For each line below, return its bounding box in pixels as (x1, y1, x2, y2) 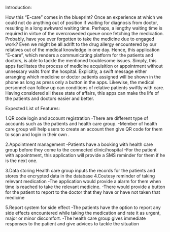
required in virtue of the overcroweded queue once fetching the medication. (5, 31, 164, 36)
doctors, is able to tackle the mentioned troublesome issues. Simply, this (5, 58, 157, 63)
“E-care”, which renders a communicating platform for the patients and (5, 52, 153, 58)
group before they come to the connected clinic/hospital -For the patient (5, 147, 157, 152)
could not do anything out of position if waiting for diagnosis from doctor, (5, 20, 158, 25)
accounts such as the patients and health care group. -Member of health (5, 121, 157, 126)
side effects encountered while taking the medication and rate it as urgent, (5, 210, 161, 216)
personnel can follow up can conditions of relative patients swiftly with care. (5, 85, 165, 91)
